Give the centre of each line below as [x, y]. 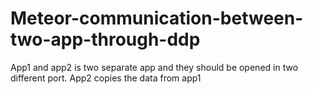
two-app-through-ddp [105, 39]
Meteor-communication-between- [157, 18]
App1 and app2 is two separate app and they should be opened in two [154, 67]
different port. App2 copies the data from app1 [106, 78]
